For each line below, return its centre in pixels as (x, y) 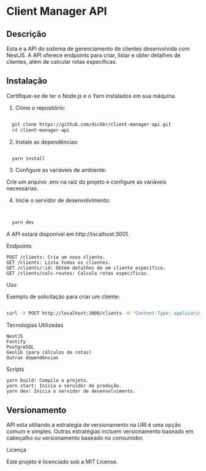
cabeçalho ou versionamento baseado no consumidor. (75, 438)
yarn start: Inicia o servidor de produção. (64, 386)
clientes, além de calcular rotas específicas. (62, 62)
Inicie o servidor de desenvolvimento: (63, 200)
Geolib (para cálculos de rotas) (49, 352)
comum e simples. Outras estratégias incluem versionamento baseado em (100, 431)
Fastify (16, 342)
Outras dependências (33, 358)
